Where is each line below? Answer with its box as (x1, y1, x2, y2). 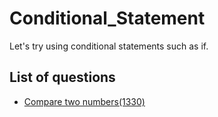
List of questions (9, 69, 116, 86)
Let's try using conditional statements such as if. (9, 40, 209, 52)
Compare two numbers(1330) (23, 95, 146, 107)
